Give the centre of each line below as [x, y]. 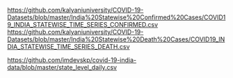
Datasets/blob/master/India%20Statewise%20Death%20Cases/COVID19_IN [116, 39]
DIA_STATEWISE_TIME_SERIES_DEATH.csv [69, 47]
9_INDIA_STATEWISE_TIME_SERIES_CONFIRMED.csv [83, 25]
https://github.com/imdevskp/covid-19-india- [72, 60]
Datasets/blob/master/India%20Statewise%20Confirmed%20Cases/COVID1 [116, 17]
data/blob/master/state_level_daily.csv [62, 67]
